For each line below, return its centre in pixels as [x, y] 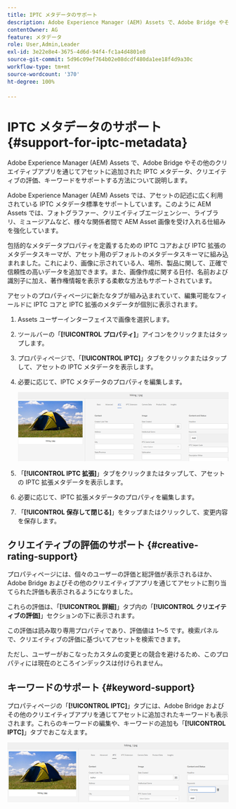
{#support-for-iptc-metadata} [98, 143]
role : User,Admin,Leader [44, 45]
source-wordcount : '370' [44, 74]
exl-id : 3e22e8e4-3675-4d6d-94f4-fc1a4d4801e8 [77, 52]
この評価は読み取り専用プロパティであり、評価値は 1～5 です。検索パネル [113, 631]
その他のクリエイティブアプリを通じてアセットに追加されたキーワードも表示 [118, 715]
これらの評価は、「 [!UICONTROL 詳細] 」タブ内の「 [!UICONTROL [101, 607]
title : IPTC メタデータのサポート [52, 15]
